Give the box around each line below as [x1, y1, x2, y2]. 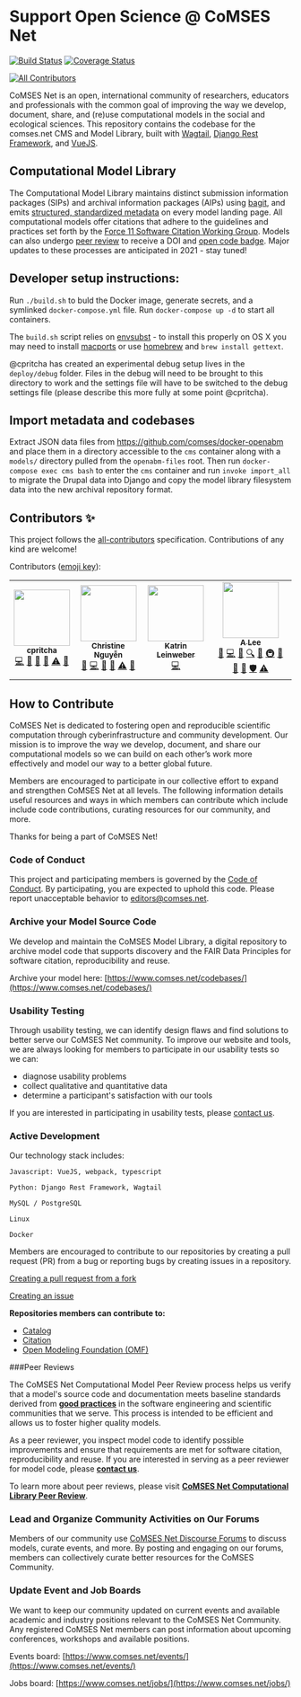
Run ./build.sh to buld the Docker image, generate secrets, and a [9, 295, 254, 305]
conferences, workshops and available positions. [9, 1633, 190, 1644]
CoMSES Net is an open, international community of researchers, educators [9, 90, 289, 101]
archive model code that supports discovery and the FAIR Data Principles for [9, 945, 291, 956]
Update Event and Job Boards [9, 1584, 142, 1596]
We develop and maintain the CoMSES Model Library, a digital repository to [9, 936, 288, 947]
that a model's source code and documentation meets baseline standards [9, 1389, 281, 1400]
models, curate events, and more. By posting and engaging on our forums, [9, 1542, 284, 1553]
